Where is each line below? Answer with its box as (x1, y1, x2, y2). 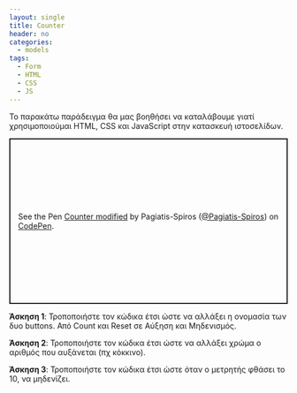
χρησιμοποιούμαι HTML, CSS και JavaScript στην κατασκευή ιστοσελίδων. (9, 120, 284, 131)
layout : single (9, 12, 65, 22)
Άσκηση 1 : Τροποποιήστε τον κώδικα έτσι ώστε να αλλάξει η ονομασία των (9, 311, 287, 321)
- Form (17, 63, 42, 72)
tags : (9, 54, 29, 63)
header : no (9, 29, 49, 38)
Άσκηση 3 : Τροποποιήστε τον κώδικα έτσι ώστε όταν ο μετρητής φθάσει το (9, 364, 286, 374)
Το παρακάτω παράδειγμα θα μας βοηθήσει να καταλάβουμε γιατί (9, 111, 255, 122)
